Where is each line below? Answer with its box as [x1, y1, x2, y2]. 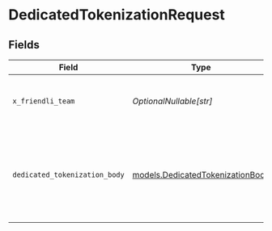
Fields [8, 38, 40, 52]
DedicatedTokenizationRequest [8, 6, 225, 24]
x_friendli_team [12, 97, 75, 106]
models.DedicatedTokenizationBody [132, 170, 270, 180]
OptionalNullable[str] [132, 95, 213, 107]
